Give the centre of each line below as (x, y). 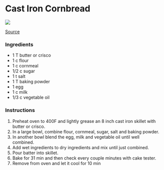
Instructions (20, 111)
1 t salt (19, 76)
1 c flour (20, 60)
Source (12, 31)
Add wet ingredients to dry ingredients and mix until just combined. (81, 147)
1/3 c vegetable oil (31, 98)
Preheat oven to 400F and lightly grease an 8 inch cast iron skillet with (84, 121)
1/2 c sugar (24, 71)
